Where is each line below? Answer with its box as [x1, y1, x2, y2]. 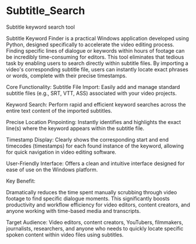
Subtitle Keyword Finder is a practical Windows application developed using [6, 35, 189, 42]
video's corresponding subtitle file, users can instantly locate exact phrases [6, 66, 188, 73]
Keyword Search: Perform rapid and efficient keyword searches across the [6, 101, 186, 108]
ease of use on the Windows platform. [6, 166, 98, 173]
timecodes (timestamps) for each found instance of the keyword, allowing [6, 142, 184, 149]
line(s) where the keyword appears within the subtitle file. [6, 125, 145, 132]
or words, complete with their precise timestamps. [6, 72, 127, 79]
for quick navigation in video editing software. [6, 148, 117, 156]
